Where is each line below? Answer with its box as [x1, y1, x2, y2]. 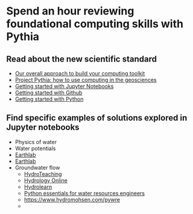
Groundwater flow [14, 164, 60, 171]
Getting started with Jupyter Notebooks [14, 83, 114, 90]
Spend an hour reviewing [6, 4, 134, 18]
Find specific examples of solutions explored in [6, 113, 188, 123]
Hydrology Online [24, 177, 68, 184]
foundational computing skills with [6, 17, 184, 31]
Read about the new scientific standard [6, 54, 157, 64]
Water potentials [14, 145, 56, 152]
